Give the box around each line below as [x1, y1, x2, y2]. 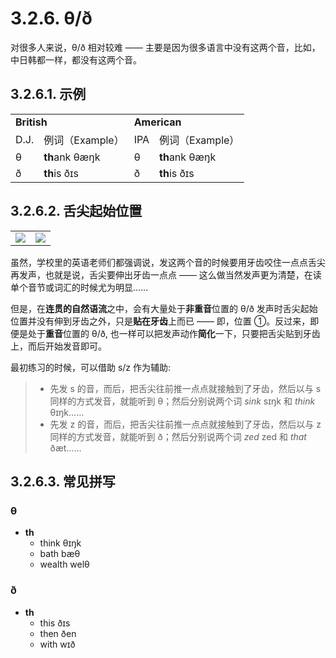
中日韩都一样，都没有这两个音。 [10, 53, 142, 66]
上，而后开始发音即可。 [10, 340, 107, 352]
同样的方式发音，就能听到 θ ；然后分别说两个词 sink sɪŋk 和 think [49, 395, 316, 407]
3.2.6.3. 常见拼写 [10, 473, 116, 490]
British [15, 115, 48, 129]
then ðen [39, 627, 77, 639]
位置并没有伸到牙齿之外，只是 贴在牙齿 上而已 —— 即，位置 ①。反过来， [10, 315, 311, 327]
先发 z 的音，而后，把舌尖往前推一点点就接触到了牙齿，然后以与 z [49, 418, 322, 430]
